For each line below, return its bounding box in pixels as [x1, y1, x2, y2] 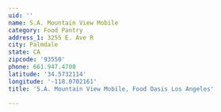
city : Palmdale [8, 41, 59, 49]
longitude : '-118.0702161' [8, 77, 97, 85]
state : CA [8, 48, 41, 56]
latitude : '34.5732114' [8, 70, 87, 78]
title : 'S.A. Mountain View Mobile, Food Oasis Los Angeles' [8, 84, 215, 93]
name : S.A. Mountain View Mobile [8, 19, 119, 27]
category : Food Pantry [8, 26, 83, 34]
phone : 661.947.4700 [8, 63, 77, 71]
